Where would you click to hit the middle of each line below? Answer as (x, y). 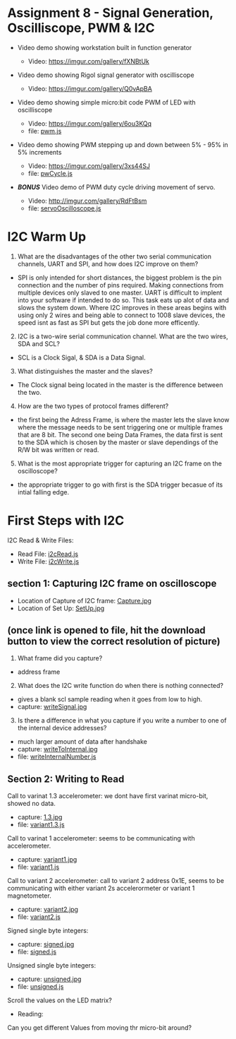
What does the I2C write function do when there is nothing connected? (120, 686)
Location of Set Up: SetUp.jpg (61, 608)
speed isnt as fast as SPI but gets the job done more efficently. (108, 322)
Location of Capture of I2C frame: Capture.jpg (84, 600)
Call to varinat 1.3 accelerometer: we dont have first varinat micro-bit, (108, 796)
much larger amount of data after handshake (82, 742)
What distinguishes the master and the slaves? (85, 371)
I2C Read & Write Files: (41, 540)
